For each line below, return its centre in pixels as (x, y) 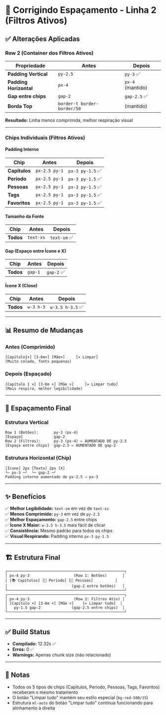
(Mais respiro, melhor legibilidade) (44, 388)
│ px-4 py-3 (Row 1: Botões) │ (65, 576)
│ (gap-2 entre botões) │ (65, 586)
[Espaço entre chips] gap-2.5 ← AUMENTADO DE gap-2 (61, 446)
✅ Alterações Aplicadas (42, 39)
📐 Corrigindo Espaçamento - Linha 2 (81, 10)
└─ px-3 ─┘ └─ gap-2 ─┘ (31, 472)
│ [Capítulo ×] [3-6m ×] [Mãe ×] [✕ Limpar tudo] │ (64, 603)
